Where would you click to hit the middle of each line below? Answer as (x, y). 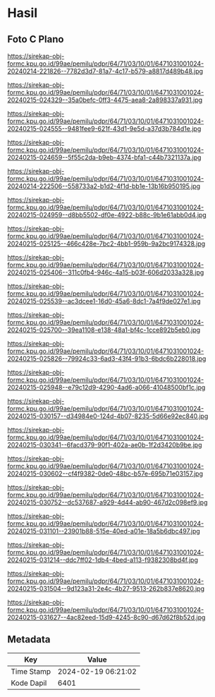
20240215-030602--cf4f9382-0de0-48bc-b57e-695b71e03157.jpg (105, 473)
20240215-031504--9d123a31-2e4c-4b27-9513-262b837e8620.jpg (106, 588)
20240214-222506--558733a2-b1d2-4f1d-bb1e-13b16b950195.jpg (104, 186)
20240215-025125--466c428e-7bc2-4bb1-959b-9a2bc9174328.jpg (106, 243)
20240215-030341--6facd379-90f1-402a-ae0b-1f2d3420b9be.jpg (105, 445)
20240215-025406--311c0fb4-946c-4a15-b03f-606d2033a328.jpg (106, 272)
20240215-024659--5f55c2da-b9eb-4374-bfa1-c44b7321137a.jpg (104, 157)
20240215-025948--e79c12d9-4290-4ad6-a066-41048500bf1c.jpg (106, 387)
